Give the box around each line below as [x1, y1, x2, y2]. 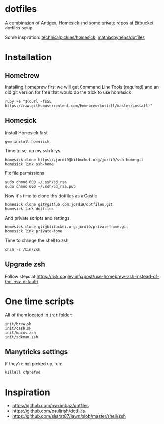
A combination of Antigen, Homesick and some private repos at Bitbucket [5, 20, 154, 26]
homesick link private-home [5, 228, 63, 234]
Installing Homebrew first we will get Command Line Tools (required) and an [5, 84, 159, 90]
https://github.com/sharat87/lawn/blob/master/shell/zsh [12, 413, 126, 419]
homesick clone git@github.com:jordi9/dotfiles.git [5, 202, 113, 207]
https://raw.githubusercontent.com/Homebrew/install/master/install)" [5, 103, 153, 108]
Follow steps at [5, 273, 36, 279]
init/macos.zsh [5, 330, 36, 335]
